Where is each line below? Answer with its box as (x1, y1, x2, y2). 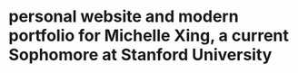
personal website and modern (8, 6, 239, 27)
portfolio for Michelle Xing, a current (8, 25, 290, 46)
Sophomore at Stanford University (8, 45, 273, 65)
